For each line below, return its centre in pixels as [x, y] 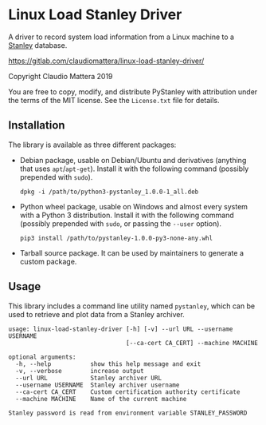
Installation [37, 125]
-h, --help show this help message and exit [108, 364]
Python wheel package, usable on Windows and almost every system [134, 206]
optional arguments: [43, 357]
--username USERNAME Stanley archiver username [98, 385]
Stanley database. [38, 45]
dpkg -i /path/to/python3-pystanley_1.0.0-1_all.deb [109, 192]
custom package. [48, 261]
